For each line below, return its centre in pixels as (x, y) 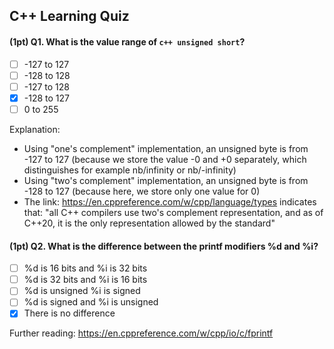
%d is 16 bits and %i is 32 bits (85, 268)
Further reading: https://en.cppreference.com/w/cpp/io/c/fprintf (141, 333)
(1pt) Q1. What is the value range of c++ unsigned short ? (127, 41)
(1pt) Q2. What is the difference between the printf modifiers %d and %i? (164, 246)
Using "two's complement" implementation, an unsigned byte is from (166, 180)
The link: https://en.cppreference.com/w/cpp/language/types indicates (170, 201)
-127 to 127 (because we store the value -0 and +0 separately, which (165, 159)
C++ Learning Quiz (69, 16)
